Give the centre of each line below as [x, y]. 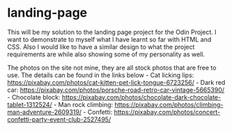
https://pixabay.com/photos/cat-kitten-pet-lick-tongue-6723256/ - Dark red [116, 82]
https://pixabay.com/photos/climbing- [169, 104]
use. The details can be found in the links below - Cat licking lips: [101, 75]
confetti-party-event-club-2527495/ [59, 119]
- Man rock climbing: [83, 104]
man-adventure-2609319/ [45, 112]
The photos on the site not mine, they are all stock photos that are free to [112, 67]
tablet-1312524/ [30, 104]
